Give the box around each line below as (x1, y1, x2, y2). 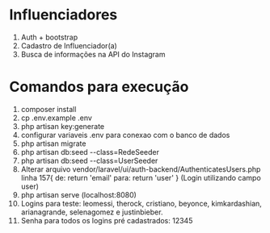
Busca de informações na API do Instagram (20, 49, 166, 59)
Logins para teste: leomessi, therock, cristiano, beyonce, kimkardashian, (20, 198, 262, 208)
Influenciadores (9, 6, 118, 24)
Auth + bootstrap (20, 32, 78, 42)
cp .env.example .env (20, 113, 92, 123)
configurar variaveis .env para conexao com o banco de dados (20, 130, 230, 139)
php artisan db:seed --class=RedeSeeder (20, 147, 160, 156)
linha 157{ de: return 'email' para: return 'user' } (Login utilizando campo (20, 173, 261, 182)
